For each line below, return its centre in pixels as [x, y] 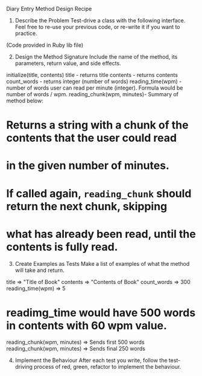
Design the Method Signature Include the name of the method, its [96, 57]
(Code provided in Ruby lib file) [45, 45]
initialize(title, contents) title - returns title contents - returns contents [92, 75]
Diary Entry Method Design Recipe [49, 9]
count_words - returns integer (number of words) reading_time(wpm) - [94, 81]
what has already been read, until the [101, 234]
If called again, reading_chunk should [99, 193]
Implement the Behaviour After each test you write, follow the [91, 360]
